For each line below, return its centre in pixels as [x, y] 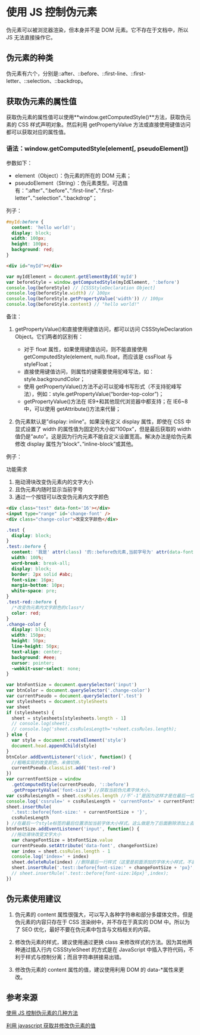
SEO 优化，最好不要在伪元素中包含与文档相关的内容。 [87, 929]
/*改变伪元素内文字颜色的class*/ [48, 608]
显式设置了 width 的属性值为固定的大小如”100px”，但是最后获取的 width [103, 429]
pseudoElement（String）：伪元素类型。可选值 [71, 183]
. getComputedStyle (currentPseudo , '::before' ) [70, 785]
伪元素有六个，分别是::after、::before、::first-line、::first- [76, 73]
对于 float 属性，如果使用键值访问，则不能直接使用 [85, 349]
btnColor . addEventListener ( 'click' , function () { [69, 757]
